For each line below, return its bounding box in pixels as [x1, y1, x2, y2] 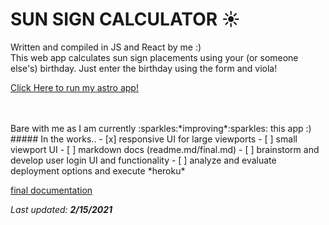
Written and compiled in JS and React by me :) [10, 41, 202, 53]
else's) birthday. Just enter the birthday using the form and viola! [10, 62, 278, 74]
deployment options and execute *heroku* [10, 164, 186, 177]
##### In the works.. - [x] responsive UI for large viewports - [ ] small [10, 133, 298, 145]
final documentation [10, 184, 93, 196]
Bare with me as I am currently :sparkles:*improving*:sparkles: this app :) [10, 122, 312, 134]
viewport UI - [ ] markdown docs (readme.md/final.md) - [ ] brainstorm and [10, 143, 320, 155]
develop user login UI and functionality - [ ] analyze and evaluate [10, 154, 277, 166]
